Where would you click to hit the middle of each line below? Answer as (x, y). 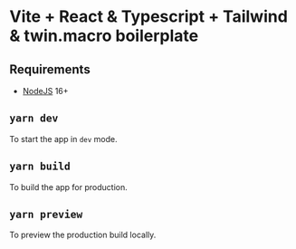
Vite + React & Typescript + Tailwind (148, 17)
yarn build (40, 167)
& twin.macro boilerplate (104, 36)
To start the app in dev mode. (63, 139)
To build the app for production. (69, 187)
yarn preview (46, 215)
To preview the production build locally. (83, 235)
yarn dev (34, 118)
